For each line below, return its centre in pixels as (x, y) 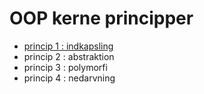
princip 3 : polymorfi (65, 67)
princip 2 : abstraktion (69, 56)
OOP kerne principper (101, 18)
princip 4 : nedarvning (69, 78)
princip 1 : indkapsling (68, 46)
